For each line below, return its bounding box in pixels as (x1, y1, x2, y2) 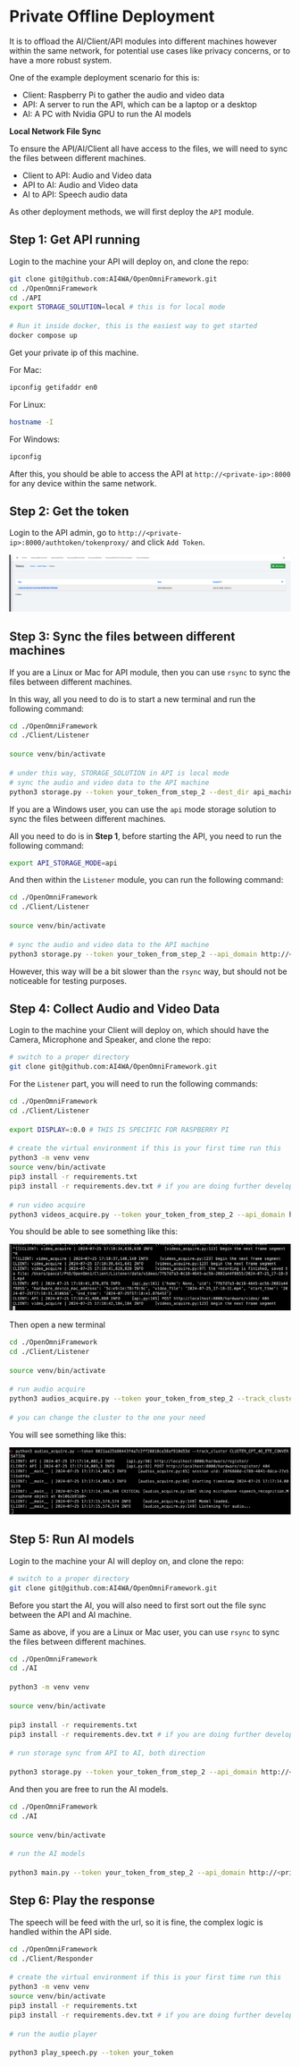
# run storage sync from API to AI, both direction (9, 1748, 205, 1758)
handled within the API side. (9, 1926, 112, 1937)
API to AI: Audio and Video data (21, 179, 138, 190)
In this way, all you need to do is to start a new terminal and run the (9, 693, 256, 704)
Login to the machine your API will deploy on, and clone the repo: (9, 256, 249, 267)
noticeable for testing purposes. (9, 975, 128, 986)
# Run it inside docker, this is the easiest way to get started (9, 322, 257, 331)
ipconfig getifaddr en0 (9, 383, 98, 392)
